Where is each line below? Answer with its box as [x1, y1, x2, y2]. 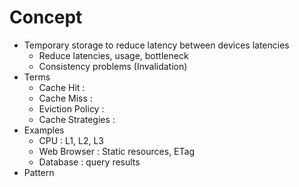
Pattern [23, 166, 55, 178]
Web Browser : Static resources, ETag [38, 145, 195, 157]
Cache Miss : [38, 92, 93, 104]
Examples [23, 124, 65, 136]
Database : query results [38, 156, 141, 168]
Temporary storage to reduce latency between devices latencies [23, 39, 290, 51]
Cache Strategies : [38, 113, 116, 125]
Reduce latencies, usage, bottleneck [38, 49, 189, 61]
